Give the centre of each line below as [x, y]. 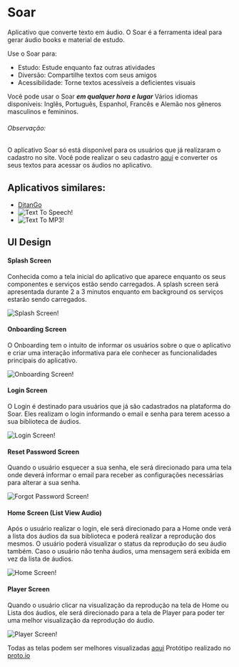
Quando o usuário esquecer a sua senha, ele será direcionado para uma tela [119, 467]
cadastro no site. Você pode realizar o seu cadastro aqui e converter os [112, 158]
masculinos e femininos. [43, 111]
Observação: [27, 128]
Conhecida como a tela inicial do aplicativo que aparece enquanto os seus [117, 276]
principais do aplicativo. [42, 360]
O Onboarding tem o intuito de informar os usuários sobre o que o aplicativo [119, 345]
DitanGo [30, 205]
